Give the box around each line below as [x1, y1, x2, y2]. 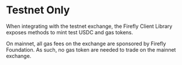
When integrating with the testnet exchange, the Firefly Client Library [6, 23, 173, 30]
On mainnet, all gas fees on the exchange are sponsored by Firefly [6, 40, 166, 47]
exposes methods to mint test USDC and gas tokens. [6, 28, 133, 35]
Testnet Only [6, 3, 70, 17]
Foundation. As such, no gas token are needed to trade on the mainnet [6, 46, 176, 53]
